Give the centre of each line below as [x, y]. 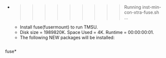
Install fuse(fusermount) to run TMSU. [59, 27]
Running [133, 7]
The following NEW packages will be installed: [67, 37]
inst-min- [152, 7]
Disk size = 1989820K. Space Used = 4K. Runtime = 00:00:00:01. [87, 32]
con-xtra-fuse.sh [142, 12]
